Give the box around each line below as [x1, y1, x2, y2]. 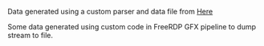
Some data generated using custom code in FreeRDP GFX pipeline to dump [7, 22, 256, 31]
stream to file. [7, 31, 54, 40]
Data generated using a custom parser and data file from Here [7, 7, 213, 16]
